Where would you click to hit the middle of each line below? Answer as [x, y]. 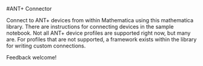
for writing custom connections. [46, 46]
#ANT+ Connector [29, 9]
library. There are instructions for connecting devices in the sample [90, 27]
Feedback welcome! [32, 57]
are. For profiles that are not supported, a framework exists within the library [101, 39]
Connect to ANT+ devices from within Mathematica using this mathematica [100, 20]
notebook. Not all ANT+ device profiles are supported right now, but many [98, 33]
